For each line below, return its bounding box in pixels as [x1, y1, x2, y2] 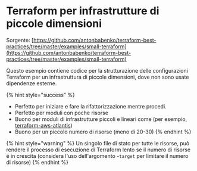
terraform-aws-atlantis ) [14, 122, 73, 129]
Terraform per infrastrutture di [6, 4, 160, 18]
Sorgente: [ [6, 36, 34, 43]
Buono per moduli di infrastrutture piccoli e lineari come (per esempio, [14, 115, 187, 123]
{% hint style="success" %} [6, 91, 76, 98]
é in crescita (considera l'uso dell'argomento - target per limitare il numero [6, 152, 189, 159]
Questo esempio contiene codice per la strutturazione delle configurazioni [6, 67, 189, 74]
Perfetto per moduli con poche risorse [14, 109, 109, 116]
